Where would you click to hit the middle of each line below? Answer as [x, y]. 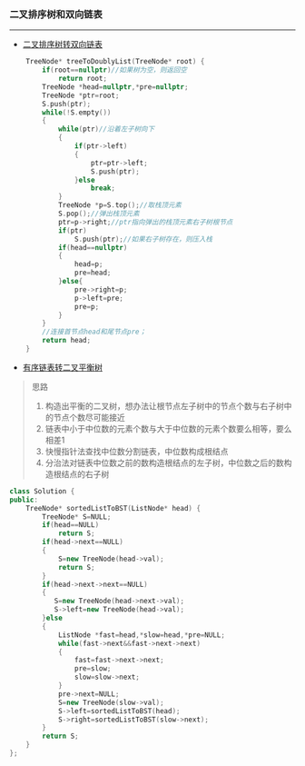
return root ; [82, 79]
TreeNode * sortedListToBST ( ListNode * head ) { [113, 508]
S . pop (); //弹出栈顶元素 [98, 214]
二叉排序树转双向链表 [62, 45]
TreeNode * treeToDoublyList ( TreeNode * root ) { [115, 62]
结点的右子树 [85, 473]
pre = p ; [87, 306]
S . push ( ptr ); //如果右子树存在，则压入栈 [143, 239]
